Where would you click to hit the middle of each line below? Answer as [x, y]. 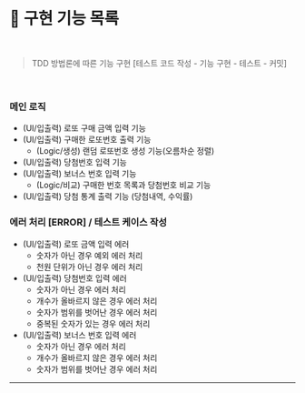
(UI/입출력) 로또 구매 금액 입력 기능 [84, 128]
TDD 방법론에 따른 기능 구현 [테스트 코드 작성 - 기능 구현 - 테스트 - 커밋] [159, 63]
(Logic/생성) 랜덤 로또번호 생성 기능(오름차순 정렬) [125, 151]
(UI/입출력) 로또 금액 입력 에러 [76, 244]
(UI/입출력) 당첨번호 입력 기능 [74, 162]
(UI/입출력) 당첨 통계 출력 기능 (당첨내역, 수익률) [108, 196]
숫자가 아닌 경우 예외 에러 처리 [89, 255]
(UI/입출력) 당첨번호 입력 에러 [74, 277]
